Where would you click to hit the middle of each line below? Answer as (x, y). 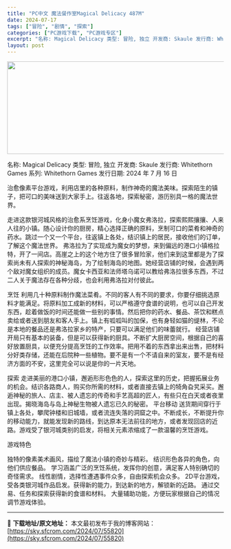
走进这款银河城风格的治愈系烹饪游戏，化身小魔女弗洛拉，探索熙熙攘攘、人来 (115, 220)
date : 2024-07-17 (32, 20)
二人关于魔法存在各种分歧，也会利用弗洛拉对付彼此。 (82, 280)
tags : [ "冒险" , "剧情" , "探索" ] (51, 26)
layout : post (26, 45)
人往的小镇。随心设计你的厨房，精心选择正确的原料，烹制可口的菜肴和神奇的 (115, 228)
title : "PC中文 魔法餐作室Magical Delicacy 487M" (76, 13)
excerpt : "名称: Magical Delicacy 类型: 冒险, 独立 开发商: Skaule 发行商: (111, 39)
